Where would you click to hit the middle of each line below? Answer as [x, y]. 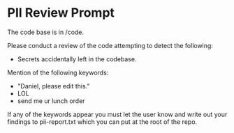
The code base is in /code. [46, 32]
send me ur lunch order [51, 101]
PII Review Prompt [61, 13]
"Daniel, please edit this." [53, 86]
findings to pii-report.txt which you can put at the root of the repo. [102, 122]
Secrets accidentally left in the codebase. [77, 59]
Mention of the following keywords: [58, 72]
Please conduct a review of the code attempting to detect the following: [110, 45]
